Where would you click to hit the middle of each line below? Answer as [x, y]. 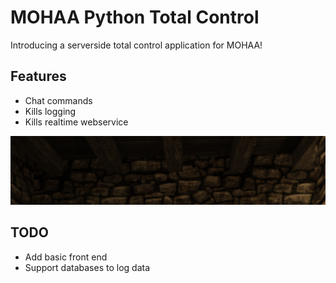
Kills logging [50, 111]
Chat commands [58, 100]
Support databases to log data [87, 267]
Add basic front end [66, 257]
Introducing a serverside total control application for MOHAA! [136, 45]
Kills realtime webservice [76, 122]
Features [38, 76]
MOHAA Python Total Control [135, 17]
